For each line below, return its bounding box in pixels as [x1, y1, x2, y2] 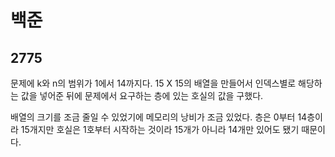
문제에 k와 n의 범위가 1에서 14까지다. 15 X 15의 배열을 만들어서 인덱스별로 [10, 77, 297, 89]
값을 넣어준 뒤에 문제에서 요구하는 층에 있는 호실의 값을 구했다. [20, 90, 264, 101]
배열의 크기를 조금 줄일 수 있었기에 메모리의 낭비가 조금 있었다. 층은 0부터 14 [10, 111, 308, 123]
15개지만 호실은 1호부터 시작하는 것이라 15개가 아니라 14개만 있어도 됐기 [20, 124, 300, 135]
